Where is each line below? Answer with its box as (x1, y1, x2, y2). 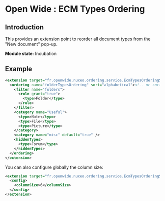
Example (5, 65, 32, 73)
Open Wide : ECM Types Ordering (5, 3, 145, 15)
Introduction (5, 23, 44, 31)
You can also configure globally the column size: (5, 164, 104, 170)
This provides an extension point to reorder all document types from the (5, 36, 151, 42)
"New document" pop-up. (5, 41, 58, 47)
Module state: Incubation (5, 50, 57, 56)
